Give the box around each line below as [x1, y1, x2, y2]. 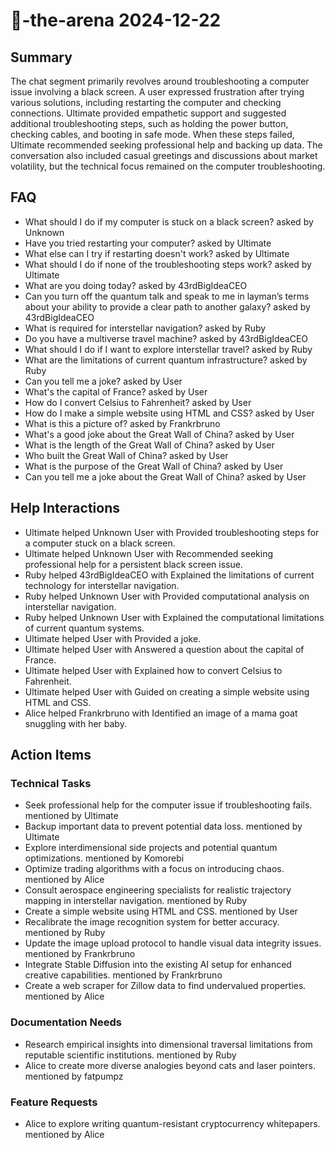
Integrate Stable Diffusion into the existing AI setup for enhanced [24, 959, 292, 971]
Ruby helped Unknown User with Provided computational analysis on [24, 590, 310, 602]
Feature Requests [10, 1095, 98, 1109]
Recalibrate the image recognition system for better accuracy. [24, 916, 280, 928]
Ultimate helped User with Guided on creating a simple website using [24, 685, 310, 698]
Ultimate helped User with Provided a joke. [24, 632, 202, 644]
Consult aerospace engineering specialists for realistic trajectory [24, 884, 292, 896]
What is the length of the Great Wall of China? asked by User [24, 439, 275, 451]
